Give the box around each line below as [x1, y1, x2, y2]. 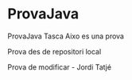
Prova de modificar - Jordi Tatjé [7, 62, 112, 72]
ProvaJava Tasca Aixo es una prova [7, 31, 125, 41]
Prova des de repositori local [7, 46, 102, 56]
